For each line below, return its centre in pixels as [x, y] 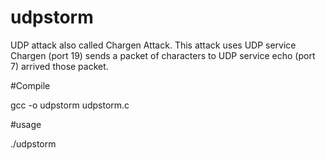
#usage [26, 124]
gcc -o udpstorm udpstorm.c [70, 105]
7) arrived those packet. [59, 66]
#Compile [30, 85]
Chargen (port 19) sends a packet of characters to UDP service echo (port [163, 55]
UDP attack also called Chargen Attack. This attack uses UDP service [153, 45]
